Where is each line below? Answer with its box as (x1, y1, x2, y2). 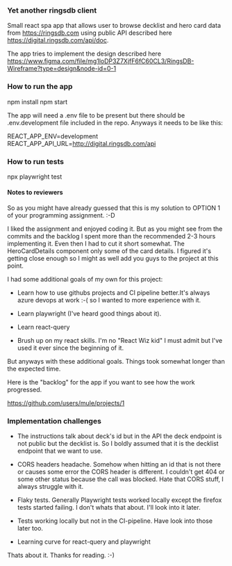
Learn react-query (17, 323, 70, 332)
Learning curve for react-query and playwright (17, 537, 151, 546)
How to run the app (7, 82, 73, 92)
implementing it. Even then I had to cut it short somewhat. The (7, 239, 185, 248)
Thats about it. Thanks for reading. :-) (7, 551, 115, 560)
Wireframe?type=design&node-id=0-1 (7, 65, 117, 73)
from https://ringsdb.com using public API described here (7, 29, 172, 37)
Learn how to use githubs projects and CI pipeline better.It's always (17, 289, 210, 297)
